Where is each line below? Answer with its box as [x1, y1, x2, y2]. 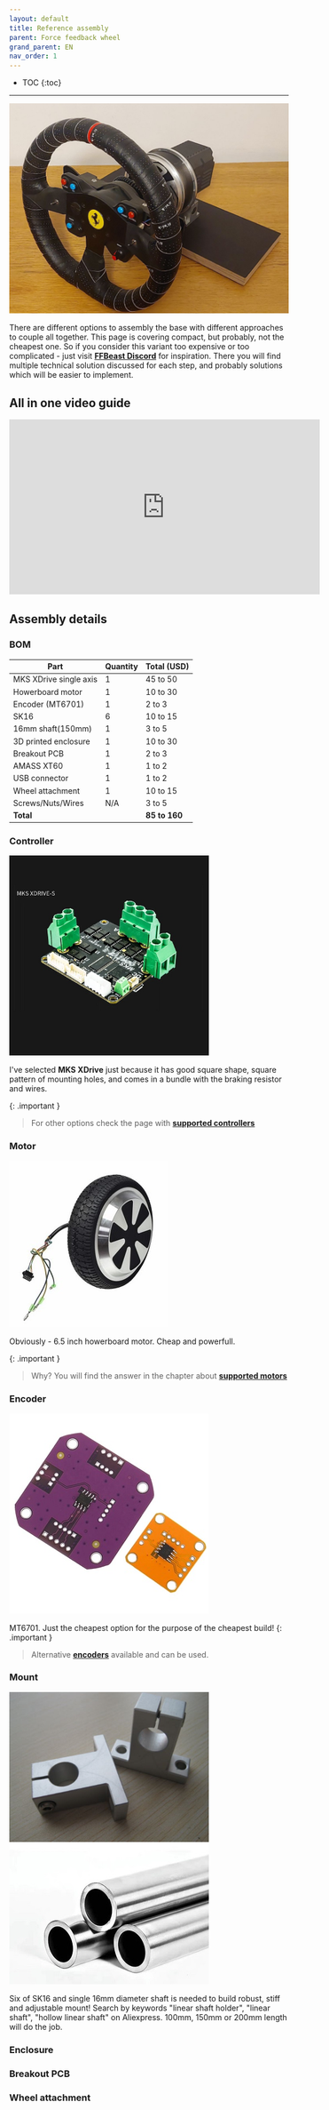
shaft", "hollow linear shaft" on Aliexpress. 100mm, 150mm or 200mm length [9, 2011, 288, 2022]
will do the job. [9, 2021, 63, 2032]
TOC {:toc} [21, 77, 62, 88]
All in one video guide [9, 396, 131, 411]
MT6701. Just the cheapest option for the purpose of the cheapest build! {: [9, 1622, 282, 1633]
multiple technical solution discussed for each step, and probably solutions [9, 360, 283, 371]
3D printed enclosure [12, 736, 90, 747]
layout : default [9, 14, 69, 23]
